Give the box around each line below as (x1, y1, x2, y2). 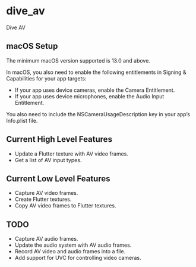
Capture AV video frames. (14, 190, 78, 197)
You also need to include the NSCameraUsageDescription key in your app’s (6, 110, 190, 117)
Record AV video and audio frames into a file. (14, 248, 126, 255)
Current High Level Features (6, 134, 113, 144)
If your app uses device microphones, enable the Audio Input (14, 92, 165, 100)
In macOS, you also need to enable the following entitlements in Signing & (6, 69, 186, 76)
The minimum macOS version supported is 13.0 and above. (6, 57, 150, 64)
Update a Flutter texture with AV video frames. (14, 150, 129, 157)
